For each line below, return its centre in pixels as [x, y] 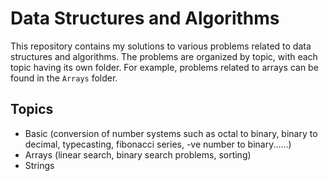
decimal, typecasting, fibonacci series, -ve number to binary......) [158, 144]
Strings [39, 165]
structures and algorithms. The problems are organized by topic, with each [164, 56]
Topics [32, 109]
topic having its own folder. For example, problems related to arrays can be [164, 67]
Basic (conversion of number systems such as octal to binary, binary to [171, 133]
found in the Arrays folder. [64, 78]
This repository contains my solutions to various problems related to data [161, 46]
